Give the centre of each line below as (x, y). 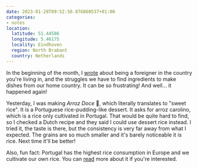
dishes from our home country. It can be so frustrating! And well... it (89, 85)
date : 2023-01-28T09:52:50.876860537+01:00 (61, 12)
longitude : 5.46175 (36, 39)
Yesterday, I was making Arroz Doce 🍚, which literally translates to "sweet (96, 103)
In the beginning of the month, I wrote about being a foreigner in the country (99, 72)
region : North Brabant (39, 50)
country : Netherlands (38, 56)
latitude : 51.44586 (36, 34)
